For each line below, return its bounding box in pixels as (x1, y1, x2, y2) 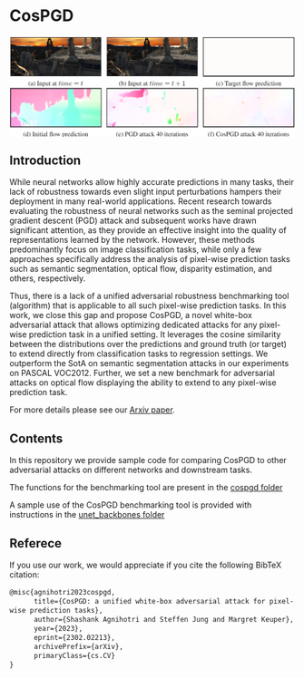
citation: (9, 569, 40, 580)
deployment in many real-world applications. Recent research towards (9, 196, 272, 207)
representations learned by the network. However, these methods (9, 235, 256, 246)
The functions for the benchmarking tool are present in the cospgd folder (9, 482, 283, 493)
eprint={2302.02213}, (33, 634, 116, 643)
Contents (9, 431, 64, 446)
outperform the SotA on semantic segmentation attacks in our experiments (9, 358, 289, 369)
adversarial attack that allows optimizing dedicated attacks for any (9, 319, 258, 331)
